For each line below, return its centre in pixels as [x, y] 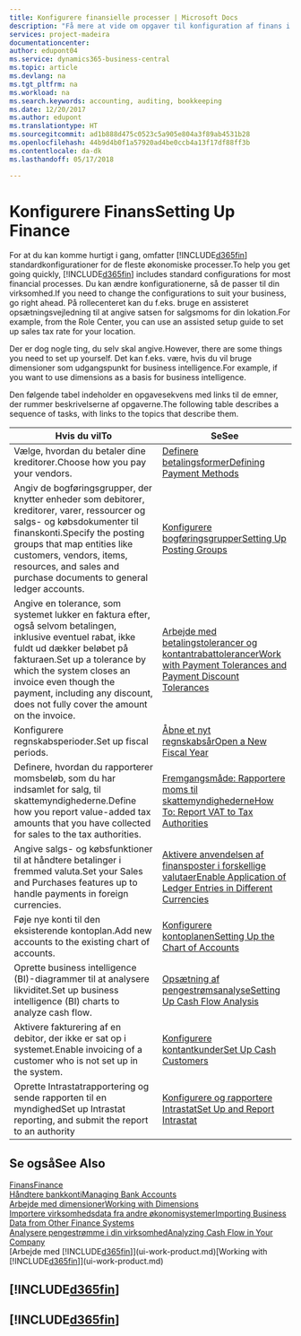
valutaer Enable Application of [224, 877]
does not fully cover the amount [81, 705]
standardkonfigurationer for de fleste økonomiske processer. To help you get [150, 265]
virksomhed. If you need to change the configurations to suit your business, [148, 293]
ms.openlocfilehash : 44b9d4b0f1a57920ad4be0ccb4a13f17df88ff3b [130, 143]
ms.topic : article [43, 68]
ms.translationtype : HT [54, 126]
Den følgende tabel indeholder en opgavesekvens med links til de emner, [144, 395]
